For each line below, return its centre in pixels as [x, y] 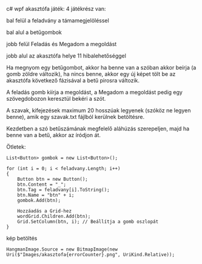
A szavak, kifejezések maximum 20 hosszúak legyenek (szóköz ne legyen [99, 110]
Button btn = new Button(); [52, 179]
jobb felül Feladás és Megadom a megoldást [62, 44]
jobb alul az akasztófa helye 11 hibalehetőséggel [66, 56]
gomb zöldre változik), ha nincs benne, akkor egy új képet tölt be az [91, 74]
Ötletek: [16, 147]
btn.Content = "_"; [42, 184]
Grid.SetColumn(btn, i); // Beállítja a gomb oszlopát [88, 222]
